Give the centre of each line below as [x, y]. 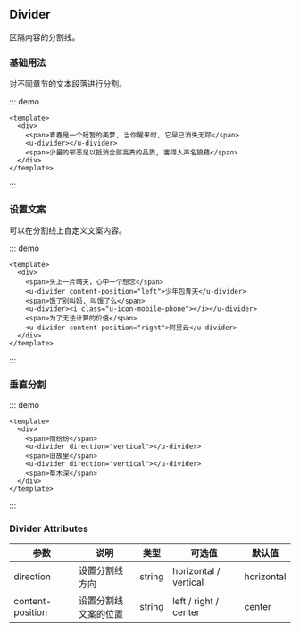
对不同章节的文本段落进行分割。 [68, 84]
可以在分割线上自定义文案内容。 [68, 230]
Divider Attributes [49, 528]
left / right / [196, 601]
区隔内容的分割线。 [45, 37]
